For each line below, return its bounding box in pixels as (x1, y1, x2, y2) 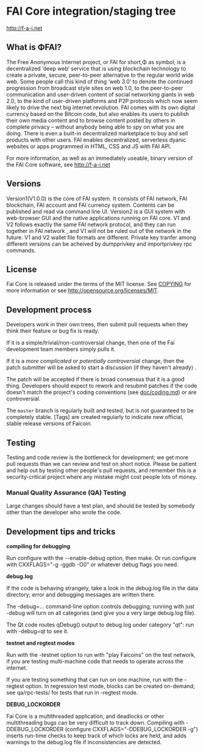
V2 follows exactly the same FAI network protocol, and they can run (6, 221, 176, 228)
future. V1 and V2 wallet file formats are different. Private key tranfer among (6, 234, 197, 241)
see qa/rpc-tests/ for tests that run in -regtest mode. (6, 689, 138, 696)
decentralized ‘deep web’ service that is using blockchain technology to (6, 65, 186, 72)
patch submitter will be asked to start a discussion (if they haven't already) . (6, 364, 197, 371)
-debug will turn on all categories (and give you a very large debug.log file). (6, 609, 196, 617)
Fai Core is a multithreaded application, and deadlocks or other (6, 712, 164, 720)
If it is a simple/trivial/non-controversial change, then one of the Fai (6, 339, 175, 346)
